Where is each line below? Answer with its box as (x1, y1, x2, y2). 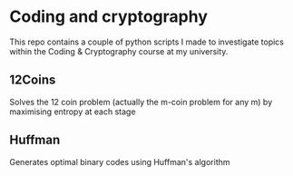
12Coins (9, 73, 56, 88)
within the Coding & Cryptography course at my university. (9, 45, 229, 56)
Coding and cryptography (9, 6, 209, 27)
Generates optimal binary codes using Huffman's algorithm (9, 156, 230, 167)
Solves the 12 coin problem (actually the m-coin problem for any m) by (9, 96, 273, 107)
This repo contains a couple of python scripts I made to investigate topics (9, 36, 284, 47)
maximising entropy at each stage (9, 106, 136, 117)
